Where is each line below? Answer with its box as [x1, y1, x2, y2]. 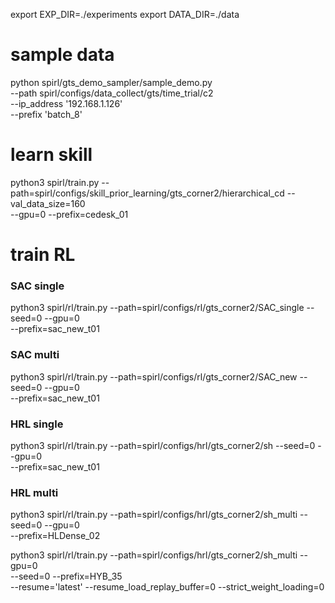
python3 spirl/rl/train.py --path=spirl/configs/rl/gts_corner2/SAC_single [10, 302, 305, 314]
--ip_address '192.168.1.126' [10, 97, 123, 109]
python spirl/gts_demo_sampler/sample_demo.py [10, 76, 213, 88]
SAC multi [10, 348, 60, 362]
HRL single [10, 417, 64, 431]
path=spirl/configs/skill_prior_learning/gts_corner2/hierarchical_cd [10, 187, 285, 199]
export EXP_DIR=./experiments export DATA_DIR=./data [10, 9, 240, 20]
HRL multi [10, 485, 59, 499]
